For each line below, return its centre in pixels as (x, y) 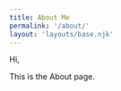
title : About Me (39, 17)
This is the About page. (52, 77)
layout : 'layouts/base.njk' (62, 34)
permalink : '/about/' (50, 26)
